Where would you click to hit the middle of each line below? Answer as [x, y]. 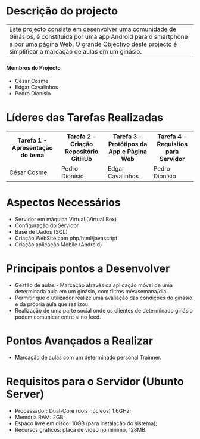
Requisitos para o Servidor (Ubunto [95, 381]
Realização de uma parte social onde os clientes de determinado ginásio [104, 310]
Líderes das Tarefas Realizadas [85, 118]
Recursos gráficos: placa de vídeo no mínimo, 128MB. [81, 429]
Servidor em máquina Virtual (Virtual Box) [66, 219]
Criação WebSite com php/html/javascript [66, 238]
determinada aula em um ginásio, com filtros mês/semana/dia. [91, 291]
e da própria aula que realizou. [52, 304]
